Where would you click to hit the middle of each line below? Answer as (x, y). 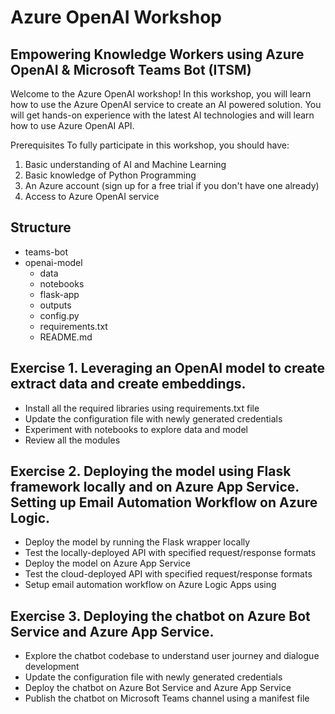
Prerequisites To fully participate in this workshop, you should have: (150, 145)
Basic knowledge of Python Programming (110, 175)
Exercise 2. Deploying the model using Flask (151, 471)
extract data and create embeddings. (128, 384)
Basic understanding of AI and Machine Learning (125, 164)
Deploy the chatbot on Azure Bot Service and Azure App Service (158, 688)
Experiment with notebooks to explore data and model (136, 429)
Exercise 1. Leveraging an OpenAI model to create (168, 368)
